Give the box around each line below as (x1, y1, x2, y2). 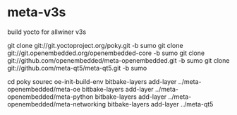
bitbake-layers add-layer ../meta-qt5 (107, 99, 214, 108)
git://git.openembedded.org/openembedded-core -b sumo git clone (7, 49, 205, 57)
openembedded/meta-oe (7, 85, 81, 93)
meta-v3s (7, 4, 66, 20)
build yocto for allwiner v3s (7, 28, 87, 36)
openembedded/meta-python (7, 92, 94, 101)
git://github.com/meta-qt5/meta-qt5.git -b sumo (7, 63, 147, 72)
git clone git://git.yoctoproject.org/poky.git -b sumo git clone (7, 41, 183, 49)
